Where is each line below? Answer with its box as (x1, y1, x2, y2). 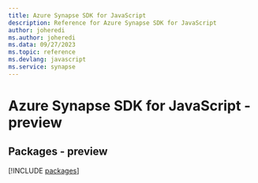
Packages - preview (8, 145, 108, 159)
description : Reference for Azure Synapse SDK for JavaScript (8, 19, 217, 27)
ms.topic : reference (8, 48, 77, 56)
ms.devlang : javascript (8, 56, 87, 64)
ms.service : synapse (8, 63, 77, 71)
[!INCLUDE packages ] (8, 166, 80, 175)
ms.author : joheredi (8, 33, 77, 42)
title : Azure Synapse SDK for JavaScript (8, 11, 147, 20)
